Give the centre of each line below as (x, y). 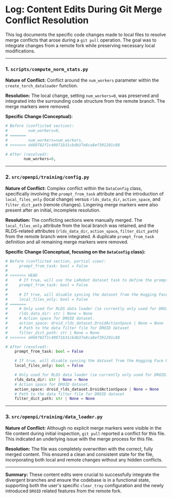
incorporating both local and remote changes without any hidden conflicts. (84, 459)
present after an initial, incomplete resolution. (53, 210)
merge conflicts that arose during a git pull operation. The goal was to (81, 40)
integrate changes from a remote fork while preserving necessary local (80, 45)
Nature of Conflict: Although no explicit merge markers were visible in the (83, 428)
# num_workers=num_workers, (44, 140)
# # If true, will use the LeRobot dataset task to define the (79, 280)
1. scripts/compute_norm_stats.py (47, 69)
